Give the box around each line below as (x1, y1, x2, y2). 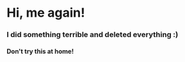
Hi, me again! (6, 5, 85, 21)
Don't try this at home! (6, 47, 74, 55)
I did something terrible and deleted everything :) (6, 30, 179, 40)
